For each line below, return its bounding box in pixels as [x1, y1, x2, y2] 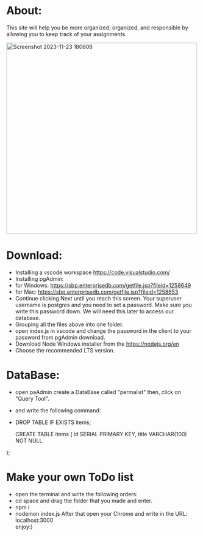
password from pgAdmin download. [15, 333, 105, 341]
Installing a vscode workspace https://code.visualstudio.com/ [15, 269, 170, 276]
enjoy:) [15, 523, 33, 530]
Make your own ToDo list [6, 471, 134, 484]
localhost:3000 [15, 516, 54, 524]
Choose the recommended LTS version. [15, 346, 115, 354]
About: [6, 4, 42, 18]
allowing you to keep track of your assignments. [6, 30, 127, 37]
